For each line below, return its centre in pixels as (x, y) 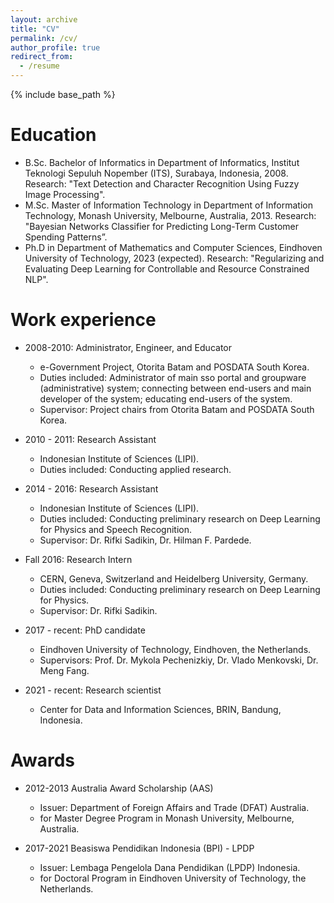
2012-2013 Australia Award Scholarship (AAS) (119, 788)
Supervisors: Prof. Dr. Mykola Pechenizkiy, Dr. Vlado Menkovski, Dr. (179, 660)
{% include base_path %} (63, 94)
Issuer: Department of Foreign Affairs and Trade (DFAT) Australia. (174, 807)
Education (53, 135)
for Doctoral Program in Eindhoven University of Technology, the (173, 878)
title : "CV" (35, 29)
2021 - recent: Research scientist (93, 690)
